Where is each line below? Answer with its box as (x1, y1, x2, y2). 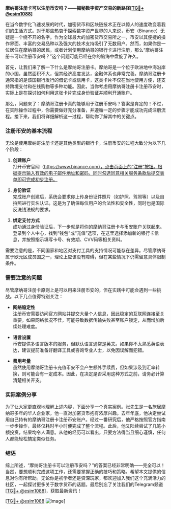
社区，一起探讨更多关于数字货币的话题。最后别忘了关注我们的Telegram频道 (5, 481, 163, 488)
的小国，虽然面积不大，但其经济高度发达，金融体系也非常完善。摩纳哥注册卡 (5, 71, 166, 76)
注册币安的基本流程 (5, 127, 52, 135)
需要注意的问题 (5, 274, 42, 281)
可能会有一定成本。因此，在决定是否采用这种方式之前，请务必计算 (26, 370, 164, 377)
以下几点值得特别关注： (14, 293, 64, 299)
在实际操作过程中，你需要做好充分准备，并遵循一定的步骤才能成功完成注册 (5, 107, 161, 113)
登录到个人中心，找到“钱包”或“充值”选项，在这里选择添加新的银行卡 (12, 230, 155, 236)
